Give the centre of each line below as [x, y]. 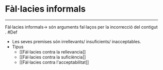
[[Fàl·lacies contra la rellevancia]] [52, 52]
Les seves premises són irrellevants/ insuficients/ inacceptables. [77, 41]
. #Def [11, 32]
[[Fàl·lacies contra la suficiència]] [53, 57]
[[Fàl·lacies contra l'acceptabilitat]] [54, 62]
